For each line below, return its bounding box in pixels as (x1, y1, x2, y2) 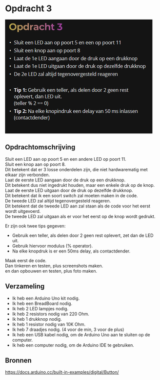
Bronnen (5, 356, 32, 364)
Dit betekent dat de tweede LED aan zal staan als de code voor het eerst (5, 203, 150, 209)
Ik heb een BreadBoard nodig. (12, 300, 72, 306)
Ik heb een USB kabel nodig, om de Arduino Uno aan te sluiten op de (12, 331, 150, 337)
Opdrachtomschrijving (5, 143, 76, 152)
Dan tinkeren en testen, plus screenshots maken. (5, 263, 103, 269)
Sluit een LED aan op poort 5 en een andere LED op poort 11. (5, 156, 126, 162)
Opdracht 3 (5, 3, 52, 14)
